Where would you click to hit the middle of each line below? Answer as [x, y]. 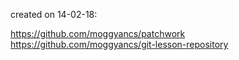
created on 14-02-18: [54, 14]
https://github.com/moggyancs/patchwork [98, 33]
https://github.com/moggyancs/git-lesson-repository [119, 44]
